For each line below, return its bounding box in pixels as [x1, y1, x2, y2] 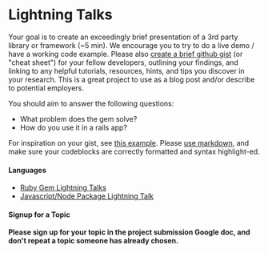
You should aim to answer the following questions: [8, 98, 174, 108]
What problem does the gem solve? [19, 114, 138, 123]
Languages [8, 165, 46, 175]
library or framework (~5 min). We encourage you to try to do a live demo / [8, 40, 254, 50]
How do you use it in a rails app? [19, 122, 128, 132]
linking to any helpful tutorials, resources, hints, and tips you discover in [8, 66, 246, 75]
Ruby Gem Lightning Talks [19, 183, 106, 193]
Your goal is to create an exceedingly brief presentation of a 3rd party [8, 32, 238, 42]
